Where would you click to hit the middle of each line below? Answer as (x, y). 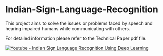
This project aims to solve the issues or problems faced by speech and (79, 23)
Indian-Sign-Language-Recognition (82, 9)
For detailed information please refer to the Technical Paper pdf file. (76, 38)
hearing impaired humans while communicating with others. (68, 28)
